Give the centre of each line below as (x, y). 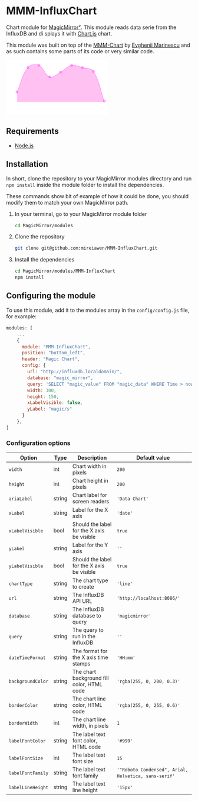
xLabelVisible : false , (55, 403)
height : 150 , (43, 397)
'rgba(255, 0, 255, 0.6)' (149, 706)
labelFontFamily (29, 773)
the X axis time (90, 657)
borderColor (23, 706)
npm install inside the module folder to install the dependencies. (85, 185)
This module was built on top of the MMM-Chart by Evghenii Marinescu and (98, 45)
